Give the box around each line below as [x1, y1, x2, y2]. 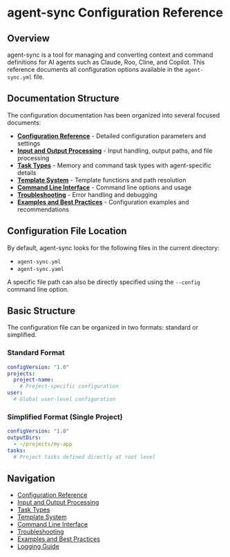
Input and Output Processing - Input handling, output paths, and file [17, 147, 213, 155]
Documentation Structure [7, 93, 119, 104]
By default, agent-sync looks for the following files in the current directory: [7, 243, 220, 252]
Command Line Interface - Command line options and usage [17, 183, 192, 191]
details [17, 168, 37, 177]
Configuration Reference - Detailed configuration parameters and [17, 131, 207, 140]
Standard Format [7, 348, 66, 357]
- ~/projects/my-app [13, 441, 73, 448]
